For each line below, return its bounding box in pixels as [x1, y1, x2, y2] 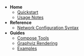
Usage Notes [17, 15, 44, 20]
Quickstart [17, 9, 38, 15]
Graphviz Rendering [17, 40, 58, 46]
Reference [9, 19, 32, 25]
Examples [17, 46, 37, 51]
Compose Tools [17, 35, 49, 41]
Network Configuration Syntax [17, 25, 79, 31]
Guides [9, 30, 25, 36]
